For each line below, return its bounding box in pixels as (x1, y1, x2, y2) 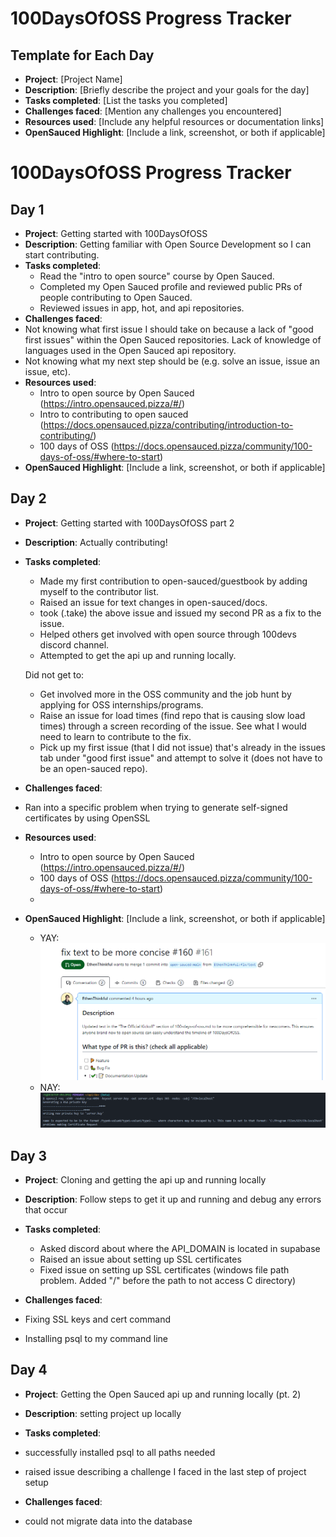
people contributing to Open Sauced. (39, 292, 193, 303)
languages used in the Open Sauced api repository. (24, 345, 237, 356)
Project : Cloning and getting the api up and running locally (24, 1174, 267, 1186)
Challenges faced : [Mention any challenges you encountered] (24, 105, 282, 117)
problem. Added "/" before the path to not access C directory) (39, 1275, 297, 1287)
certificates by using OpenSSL (24, 812, 151, 824)
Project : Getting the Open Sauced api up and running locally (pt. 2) (24, 1388, 302, 1400)
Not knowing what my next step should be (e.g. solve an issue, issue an (24, 355, 320, 367)
